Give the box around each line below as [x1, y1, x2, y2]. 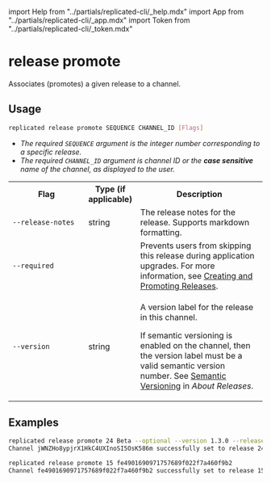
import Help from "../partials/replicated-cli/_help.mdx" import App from [8, 7, 244, 16]
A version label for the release [140, 301, 254, 313]
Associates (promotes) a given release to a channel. [8, 78, 181, 88]
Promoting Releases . [140, 280, 219, 292]
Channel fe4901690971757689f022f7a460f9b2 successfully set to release [8, 467, 254, 475]
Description [176, 188, 223, 199]
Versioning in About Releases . [140, 380, 254, 391]
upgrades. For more [140, 260, 215, 271]
